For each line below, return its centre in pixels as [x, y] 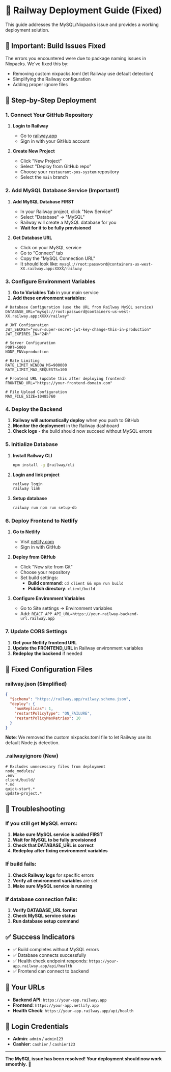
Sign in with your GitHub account [55, 141]
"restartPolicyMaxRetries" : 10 [48, 718]
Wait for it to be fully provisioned [55, 228]
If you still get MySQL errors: [41, 824]
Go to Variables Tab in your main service [56, 293]
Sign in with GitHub [40, 547]
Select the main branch [44, 177]
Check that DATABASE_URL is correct [53, 845]
